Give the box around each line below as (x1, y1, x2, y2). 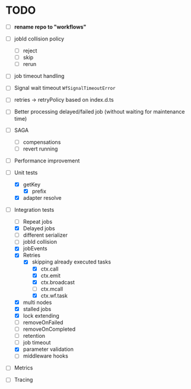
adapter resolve (23, 194, 62, 201)
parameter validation (23, 346, 74, 353)
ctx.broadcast (40, 278, 75, 286)
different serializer (23, 231, 68, 239)
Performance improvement (14, 157, 80, 164)
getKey (23, 181, 41, 188)
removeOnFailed (23, 319, 63, 326)
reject (23, 47, 37, 54)
